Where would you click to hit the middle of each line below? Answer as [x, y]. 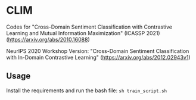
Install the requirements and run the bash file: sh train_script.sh [87, 90]
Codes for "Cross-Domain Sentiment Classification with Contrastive [89, 27]
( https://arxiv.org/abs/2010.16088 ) [48, 39]
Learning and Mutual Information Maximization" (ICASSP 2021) [83, 33]
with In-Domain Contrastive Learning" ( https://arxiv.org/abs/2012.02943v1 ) [98, 57]
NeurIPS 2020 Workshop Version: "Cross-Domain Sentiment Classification [98, 51]
